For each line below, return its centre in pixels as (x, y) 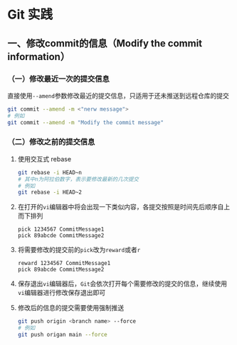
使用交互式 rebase (44, 159)
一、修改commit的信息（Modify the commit (105, 43)
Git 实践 (30, 15)
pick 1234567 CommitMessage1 (61, 229)
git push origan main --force (63, 335)
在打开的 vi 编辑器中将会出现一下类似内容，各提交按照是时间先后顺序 (118, 207)
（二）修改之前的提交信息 (51, 142)
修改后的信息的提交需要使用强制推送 (71, 308)
